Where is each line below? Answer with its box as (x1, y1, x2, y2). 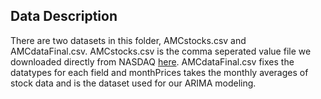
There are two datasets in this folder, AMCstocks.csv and (10, 34, 247, 46)
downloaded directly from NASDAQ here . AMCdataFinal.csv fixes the (10, 55, 295, 68)
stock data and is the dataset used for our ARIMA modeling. (10, 77, 257, 89)
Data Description (10, 8, 118, 25)
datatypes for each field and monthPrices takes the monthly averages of (10, 66, 309, 78)
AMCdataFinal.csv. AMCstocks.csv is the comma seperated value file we (10, 45, 312, 57)
